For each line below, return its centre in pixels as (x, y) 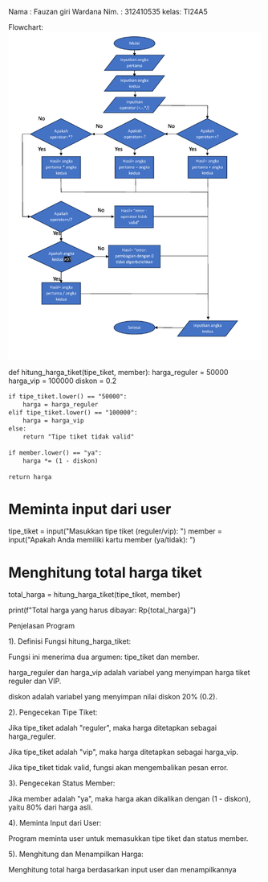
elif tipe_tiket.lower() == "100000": (73, 413)
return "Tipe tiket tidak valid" (79, 437)
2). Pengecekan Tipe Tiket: (53, 712)
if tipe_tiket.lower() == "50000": (68, 397)
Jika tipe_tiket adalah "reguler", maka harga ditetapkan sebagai (113, 728)
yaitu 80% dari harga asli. (51, 807)
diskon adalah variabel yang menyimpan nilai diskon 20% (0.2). (113, 697)
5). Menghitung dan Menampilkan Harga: (76, 854)
